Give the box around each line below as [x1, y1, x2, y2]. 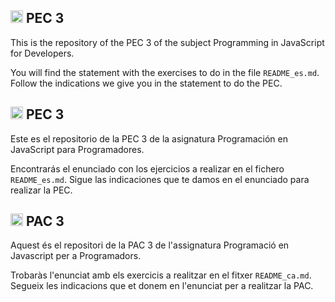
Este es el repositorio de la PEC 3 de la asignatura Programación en [10, 132, 289, 145]
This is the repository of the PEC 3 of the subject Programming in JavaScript [10, 36, 325, 48]
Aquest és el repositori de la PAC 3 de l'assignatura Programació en [10, 239, 290, 251]
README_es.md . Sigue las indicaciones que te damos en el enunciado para [10, 173, 310, 185]
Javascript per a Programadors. [10, 250, 142, 262]
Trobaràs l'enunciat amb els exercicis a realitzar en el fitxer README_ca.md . [10, 269, 312, 281]
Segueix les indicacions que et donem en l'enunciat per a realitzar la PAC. [10, 280, 314, 292]
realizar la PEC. [10, 184, 73, 196]
